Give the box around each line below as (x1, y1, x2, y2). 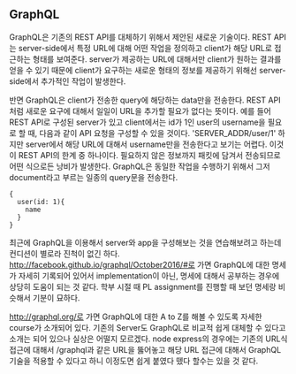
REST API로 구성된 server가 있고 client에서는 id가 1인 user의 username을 (9, 117, 266, 127)
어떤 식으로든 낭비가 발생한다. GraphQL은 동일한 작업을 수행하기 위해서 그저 (9, 161, 271, 172)
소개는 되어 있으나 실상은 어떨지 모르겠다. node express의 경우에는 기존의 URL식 (9, 333, 288, 344)
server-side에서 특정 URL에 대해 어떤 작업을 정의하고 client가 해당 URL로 (18, 42, 272, 53)
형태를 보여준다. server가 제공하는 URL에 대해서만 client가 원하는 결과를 (32, 53, 282, 65)
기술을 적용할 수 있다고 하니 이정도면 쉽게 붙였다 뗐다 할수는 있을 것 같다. (9, 355, 259, 366)
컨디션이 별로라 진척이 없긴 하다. (9, 248, 121, 259)
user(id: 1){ (17, 197, 65, 206)
